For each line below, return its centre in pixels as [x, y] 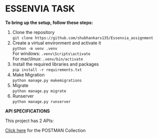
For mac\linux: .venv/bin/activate [48, 58]
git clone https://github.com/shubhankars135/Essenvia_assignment [83, 38]
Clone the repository [33, 32]
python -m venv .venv [35, 48]
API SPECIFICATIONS [28, 111]
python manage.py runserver [41, 101]
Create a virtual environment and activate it [57, 42]
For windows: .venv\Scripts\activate [51, 53]
